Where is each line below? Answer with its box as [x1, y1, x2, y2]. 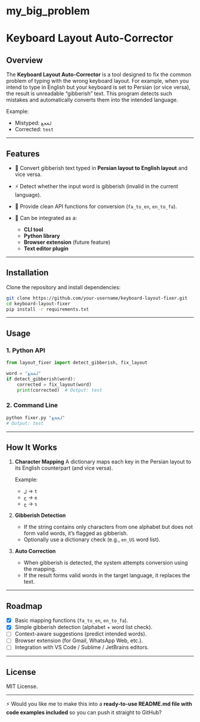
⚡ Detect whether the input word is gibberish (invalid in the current [14, 183, 179, 190]
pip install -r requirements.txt [6, 306, 89, 312]
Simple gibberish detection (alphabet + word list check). [14, 624, 153, 631]
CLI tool [23, 226, 43, 233]
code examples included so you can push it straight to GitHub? [6, 709, 162, 716]
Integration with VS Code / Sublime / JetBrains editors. [14, 644, 149, 651]
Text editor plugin [23, 245, 68, 252]
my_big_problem [6, 4, 90, 18]
